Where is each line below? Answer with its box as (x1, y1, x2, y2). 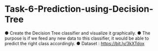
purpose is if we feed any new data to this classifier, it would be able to (4, 35, 149, 41)
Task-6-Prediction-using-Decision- (4, 3, 154, 15)
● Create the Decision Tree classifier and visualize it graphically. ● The (4, 30, 151, 36)
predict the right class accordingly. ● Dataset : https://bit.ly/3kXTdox (4, 40, 145, 46)
